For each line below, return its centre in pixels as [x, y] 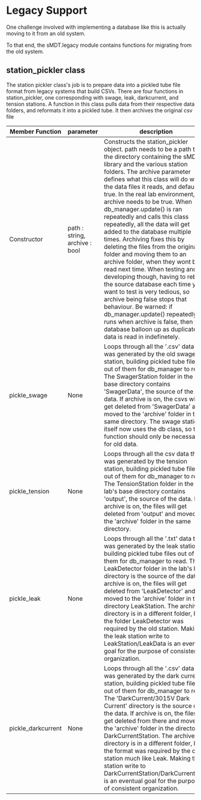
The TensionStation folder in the [149, 484]
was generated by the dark [141, 676]
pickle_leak [25, 598]
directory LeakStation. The [141, 606]
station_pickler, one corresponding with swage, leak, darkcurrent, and [92, 97]
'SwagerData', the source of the [149, 391]
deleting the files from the [140, 247]
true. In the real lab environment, [150, 194]
